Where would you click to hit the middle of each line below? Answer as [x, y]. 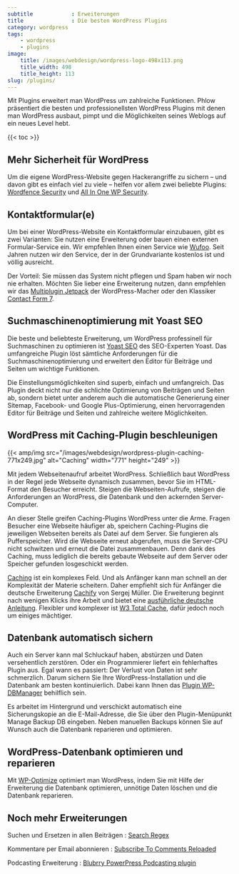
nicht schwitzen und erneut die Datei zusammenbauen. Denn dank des [112, 548]
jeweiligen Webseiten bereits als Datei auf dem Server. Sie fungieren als [113, 533]
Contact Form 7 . [31, 298]
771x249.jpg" [27, 460]
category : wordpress [38, 27]
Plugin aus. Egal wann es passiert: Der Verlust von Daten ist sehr [102, 670]
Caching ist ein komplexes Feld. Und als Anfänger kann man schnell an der [117, 577]
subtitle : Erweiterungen [63, 14]
